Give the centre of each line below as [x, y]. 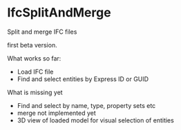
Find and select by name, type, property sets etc [86, 105]
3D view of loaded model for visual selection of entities [95, 120]
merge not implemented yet [57, 113]
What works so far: [34, 58]
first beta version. [32, 45]
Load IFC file [35, 72]
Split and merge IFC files [42, 32]
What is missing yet [35, 92]
